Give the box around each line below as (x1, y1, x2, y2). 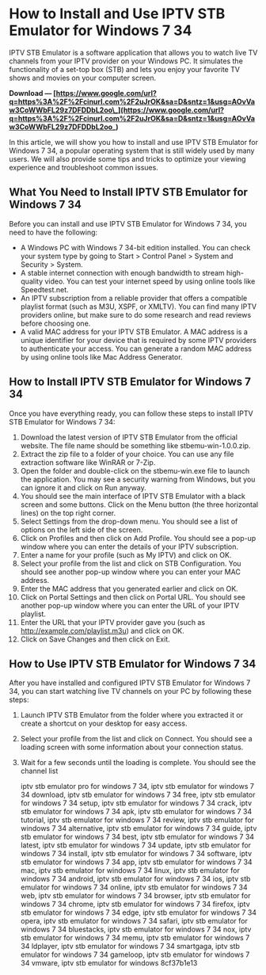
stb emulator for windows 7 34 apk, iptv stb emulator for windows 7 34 (20, 807, 253, 817)
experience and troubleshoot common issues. (9, 162, 159, 172)
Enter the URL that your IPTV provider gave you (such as (20, 617, 205, 627)
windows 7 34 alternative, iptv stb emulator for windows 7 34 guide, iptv (20, 824, 257, 833)
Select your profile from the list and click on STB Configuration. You (20, 558, 241, 568)
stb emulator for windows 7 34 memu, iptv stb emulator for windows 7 (20, 933, 250, 943)
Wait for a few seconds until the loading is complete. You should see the (20, 758, 256, 767)
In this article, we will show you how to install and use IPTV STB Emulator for (9, 137, 259, 147)
